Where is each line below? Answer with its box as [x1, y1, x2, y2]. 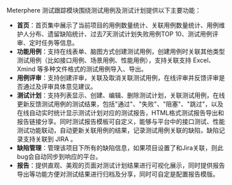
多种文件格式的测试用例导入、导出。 [43, 65, 147, 73]
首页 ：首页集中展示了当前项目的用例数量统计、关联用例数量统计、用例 [16, 21, 219, 29]
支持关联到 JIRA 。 [22, 135, 78, 143]
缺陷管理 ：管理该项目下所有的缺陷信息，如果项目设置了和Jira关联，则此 [16, 144, 224, 152]
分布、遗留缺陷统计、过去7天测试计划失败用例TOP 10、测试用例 [29, 30, 212, 38]
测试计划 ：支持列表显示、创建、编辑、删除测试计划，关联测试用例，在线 [16, 91, 225, 100]
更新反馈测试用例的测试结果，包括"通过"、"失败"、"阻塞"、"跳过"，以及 [16, 100, 224, 108]
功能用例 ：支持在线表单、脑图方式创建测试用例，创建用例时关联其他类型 [16, 48, 225, 55]
